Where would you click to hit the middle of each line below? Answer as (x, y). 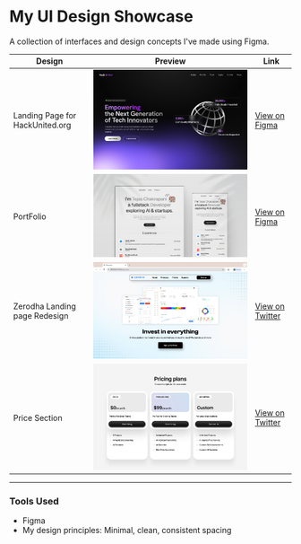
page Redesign (41, 316)
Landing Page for (45, 116)
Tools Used (34, 502)
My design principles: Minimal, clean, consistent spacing (127, 531)
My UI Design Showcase (102, 17)
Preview (171, 61)
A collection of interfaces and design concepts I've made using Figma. (139, 41)
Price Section (38, 417)
